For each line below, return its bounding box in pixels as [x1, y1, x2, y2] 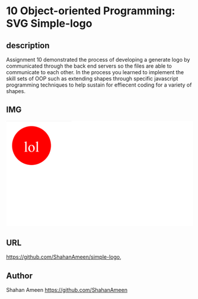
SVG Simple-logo [6, 17, 92, 30]
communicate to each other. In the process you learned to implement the [6, 69, 184, 75]
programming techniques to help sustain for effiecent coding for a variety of [6, 81, 192, 88]
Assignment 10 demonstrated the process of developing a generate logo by [6, 56, 190, 63]
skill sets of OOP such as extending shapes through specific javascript [6, 75, 178, 82]
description [6, 40, 50, 50]
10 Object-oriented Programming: [6, 4, 175, 18]
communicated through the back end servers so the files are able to [6, 62, 172, 69]
